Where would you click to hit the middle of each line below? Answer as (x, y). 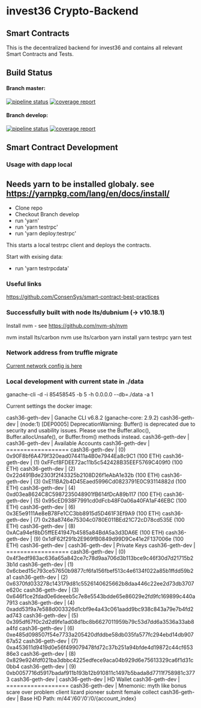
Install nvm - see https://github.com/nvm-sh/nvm (67, 325)
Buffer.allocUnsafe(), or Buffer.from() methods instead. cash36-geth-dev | (98, 437)
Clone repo (29, 208)
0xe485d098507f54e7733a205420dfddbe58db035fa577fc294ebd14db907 (100, 635)
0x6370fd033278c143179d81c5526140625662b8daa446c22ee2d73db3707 (100, 584)
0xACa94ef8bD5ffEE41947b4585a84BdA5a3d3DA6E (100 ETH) (85, 533)
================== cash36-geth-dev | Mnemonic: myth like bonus (97, 686)
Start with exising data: (34, 256)
